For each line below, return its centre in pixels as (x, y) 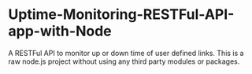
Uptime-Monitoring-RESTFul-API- (121, 15)
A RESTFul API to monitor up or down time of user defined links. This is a (126, 53)
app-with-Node (60, 31)
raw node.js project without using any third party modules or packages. (124, 61)
